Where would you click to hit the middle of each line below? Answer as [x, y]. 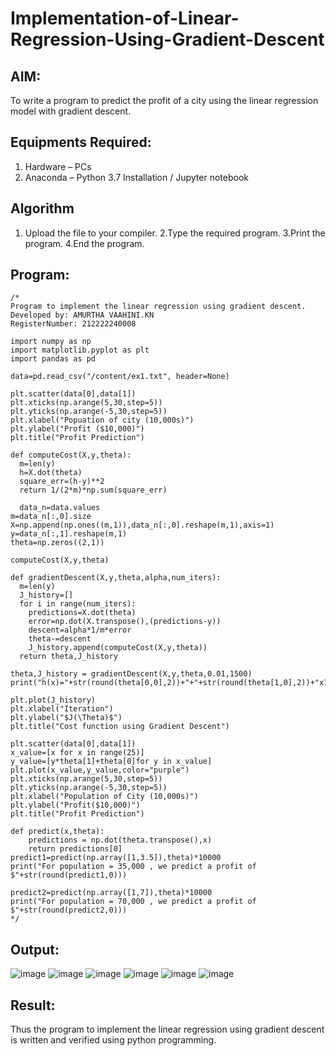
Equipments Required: [81, 142]
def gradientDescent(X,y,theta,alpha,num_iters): [116, 578]
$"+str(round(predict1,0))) [69, 875]
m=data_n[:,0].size [51, 517]
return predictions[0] [75, 849]
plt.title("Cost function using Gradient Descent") [120, 727]
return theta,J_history [68, 657]
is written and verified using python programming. [113, 1040]
